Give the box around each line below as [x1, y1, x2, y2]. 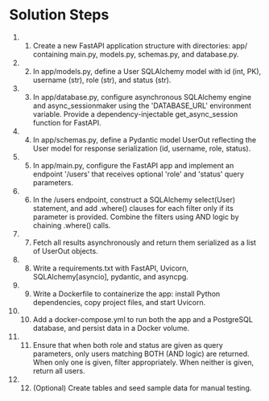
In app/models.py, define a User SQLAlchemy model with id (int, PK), [32, 66, 262, 76]
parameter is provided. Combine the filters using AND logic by [32, 212, 240, 221]
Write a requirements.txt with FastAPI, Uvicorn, [32, 263, 188, 273]
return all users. [32, 366, 85, 375]
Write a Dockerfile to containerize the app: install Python [32, 288, 221, 299]
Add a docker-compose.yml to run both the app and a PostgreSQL [32, 314, 253, 324]
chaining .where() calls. [32, 220, 111, 230]
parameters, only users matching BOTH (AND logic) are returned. [32, 349, 250, 358]
